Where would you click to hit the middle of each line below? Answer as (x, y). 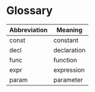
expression (69, 69)
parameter (68, 80)
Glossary (30, 11)
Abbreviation (28, 30)
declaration (70, 50)
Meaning (70, 30)
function (65, 60)
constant (66, 40)
